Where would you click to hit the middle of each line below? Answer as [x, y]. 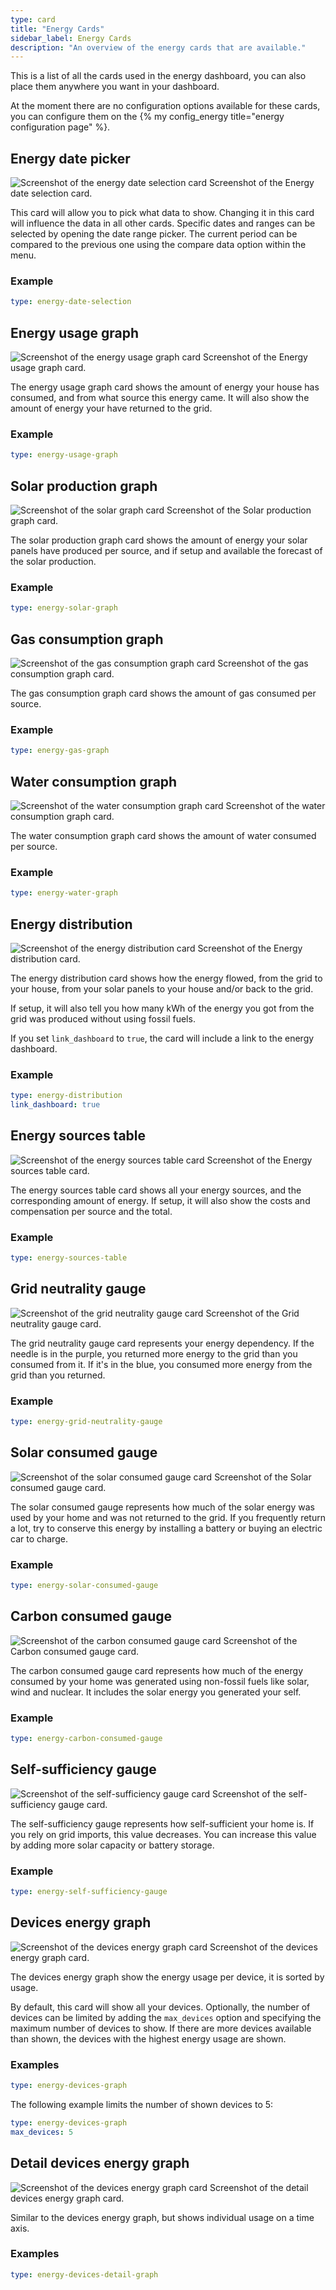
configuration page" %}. [60, 127]
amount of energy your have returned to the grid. [111, 408]
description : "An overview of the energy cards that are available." [158, 47]
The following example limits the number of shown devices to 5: [142, 2104]
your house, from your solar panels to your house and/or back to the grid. [162, 988]
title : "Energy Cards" [57, 29]
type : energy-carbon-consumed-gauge [86, 1739]
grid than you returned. [58, 1375]
